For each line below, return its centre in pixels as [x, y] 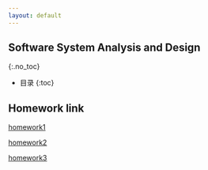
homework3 [28, 158]
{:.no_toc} [24, 66]
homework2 [28, 142]
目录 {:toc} [37, 83]
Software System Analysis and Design [104, 48]
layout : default [35, 15]
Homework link [46, 108]
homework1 [27, 127]
